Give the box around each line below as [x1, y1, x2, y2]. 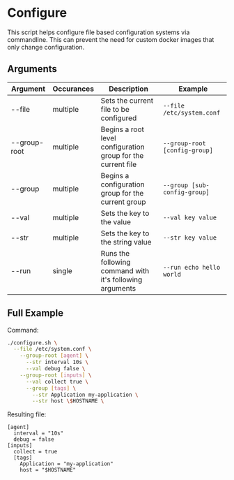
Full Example [7, 307, 64, 319]
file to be [100, 104, 130, 114]
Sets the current [100, 96, 154, 106]
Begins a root [100, 124, 144, 134]
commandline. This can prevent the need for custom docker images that [7, 35, 214, 43]
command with [100, 266, 150, 275]
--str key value [162, 233, 217, 242]
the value [100, 217, 131, 226]
